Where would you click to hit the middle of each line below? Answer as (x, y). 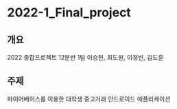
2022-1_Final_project (69, 13)
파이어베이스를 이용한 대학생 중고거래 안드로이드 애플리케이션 (89, 99)
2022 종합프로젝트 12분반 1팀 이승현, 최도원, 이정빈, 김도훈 (85, 57)
